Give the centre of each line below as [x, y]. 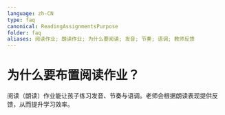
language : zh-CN [30, 13]
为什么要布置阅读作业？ [74, 75]
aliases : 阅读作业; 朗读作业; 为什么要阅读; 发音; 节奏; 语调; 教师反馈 [101, 39]
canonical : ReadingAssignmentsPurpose [63, 26]
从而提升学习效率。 [46, 105]
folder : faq [24, 33]
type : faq [21, 20]
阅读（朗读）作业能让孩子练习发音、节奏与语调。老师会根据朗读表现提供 [109, 96]
